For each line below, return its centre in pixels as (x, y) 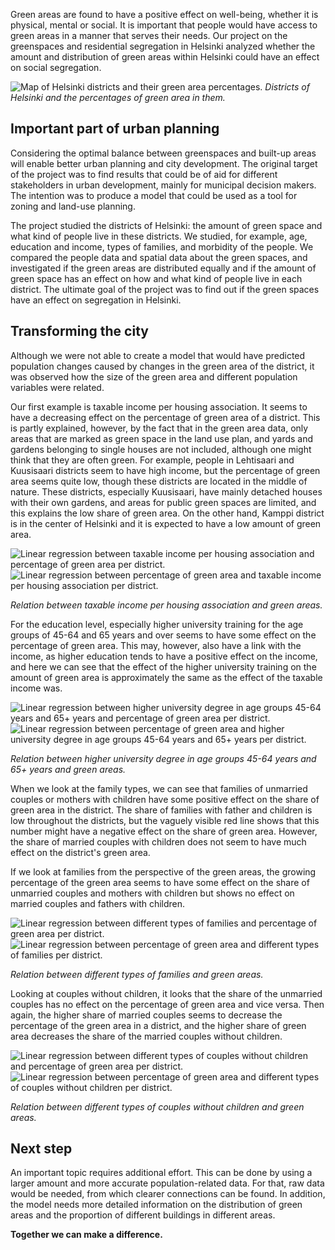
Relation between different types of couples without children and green (157, 1106)
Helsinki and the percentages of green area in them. (118, 97)
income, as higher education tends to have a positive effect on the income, (164, 656)
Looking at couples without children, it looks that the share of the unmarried (166, 993)
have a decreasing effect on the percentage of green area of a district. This (165, 417)
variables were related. (57, 387)
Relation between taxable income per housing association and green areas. (166, 605)
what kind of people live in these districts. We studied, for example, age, (159, 236)
